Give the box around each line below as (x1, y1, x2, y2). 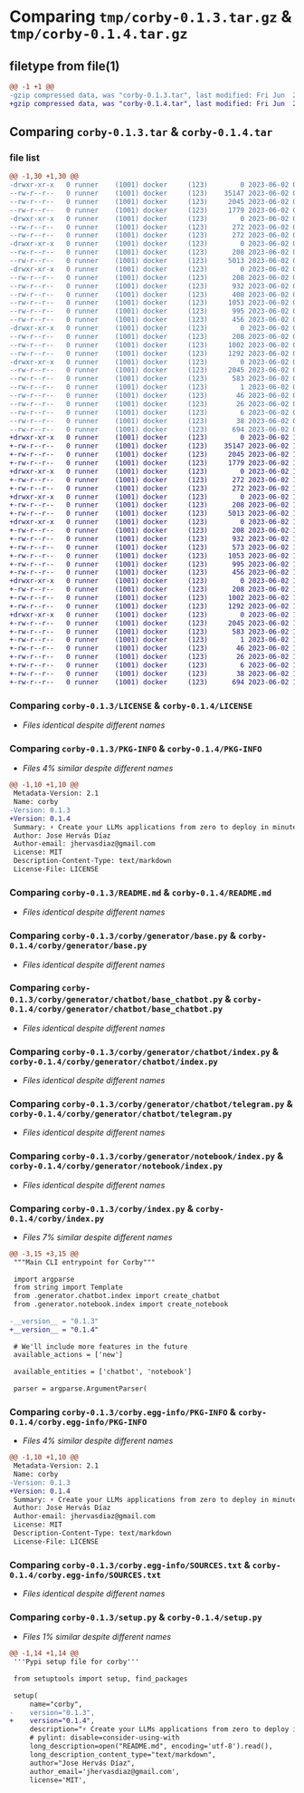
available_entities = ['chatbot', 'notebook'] (13, 1367, 193, 1377)
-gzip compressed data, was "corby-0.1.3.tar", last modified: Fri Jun (9, 91, 285, 100)
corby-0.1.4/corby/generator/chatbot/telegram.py (9, 1109, 233, 1119)
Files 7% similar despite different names (22, 1231, 173, 1243)
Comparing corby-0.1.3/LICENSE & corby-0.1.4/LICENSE (9, 699, 253, 712)
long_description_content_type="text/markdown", (29, 1749, 217, 1759)
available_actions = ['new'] (13, 1351, 124, 1360)
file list (9, 151, 41, 164)
